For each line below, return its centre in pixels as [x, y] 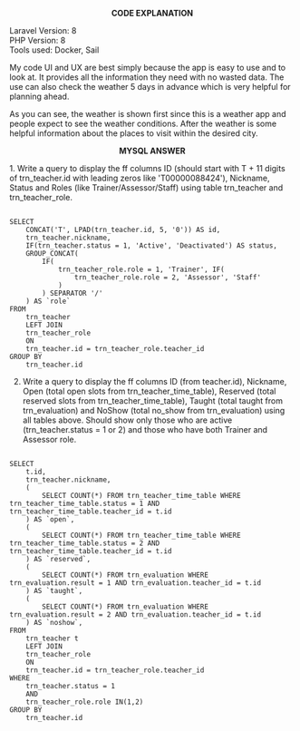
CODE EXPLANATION [152, 13]
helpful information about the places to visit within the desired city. [134, 133]
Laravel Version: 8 [43, 30]
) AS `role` [48, 301]
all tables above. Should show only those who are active [127, 420]
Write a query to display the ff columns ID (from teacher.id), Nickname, [155, 381]
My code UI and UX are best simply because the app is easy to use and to [148, 68]
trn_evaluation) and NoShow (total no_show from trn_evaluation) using [154, 410]
